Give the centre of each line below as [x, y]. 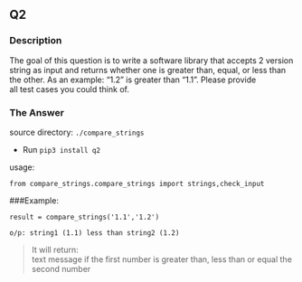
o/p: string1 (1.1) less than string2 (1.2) [94, 233]
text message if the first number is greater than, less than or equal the [161, 259]
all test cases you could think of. [69, 89]
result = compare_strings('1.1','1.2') [85, 217]
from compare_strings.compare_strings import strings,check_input [137, 183]
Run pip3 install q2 [61, 149]
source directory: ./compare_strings [77, 132]
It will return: [55, 249]
